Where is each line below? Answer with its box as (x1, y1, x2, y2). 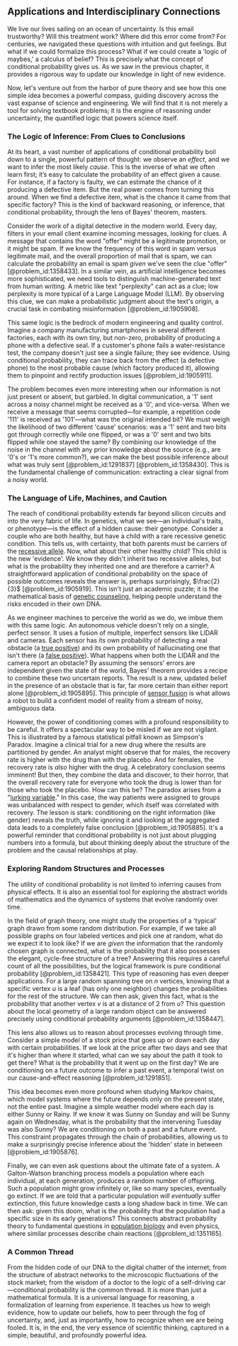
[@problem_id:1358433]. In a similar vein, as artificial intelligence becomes (7, 267, 226, 275)
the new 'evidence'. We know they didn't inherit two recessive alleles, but (7, 554, 222, 563)
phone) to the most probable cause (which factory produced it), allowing (7, 363, 220, 372)
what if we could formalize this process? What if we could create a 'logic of (7, 47, 227, 55)
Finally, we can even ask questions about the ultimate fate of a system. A (7, 1161, 220, 1170)
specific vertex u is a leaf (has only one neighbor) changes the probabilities (7, 984, 228, 992)
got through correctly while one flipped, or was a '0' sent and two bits (7, 430, 211, 439)
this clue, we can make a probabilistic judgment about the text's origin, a (7, 297, 220, 306)
